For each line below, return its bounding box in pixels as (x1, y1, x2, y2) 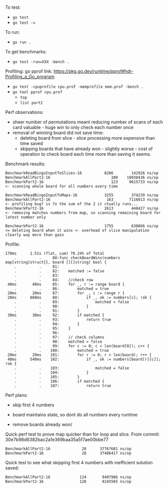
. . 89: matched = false (14, 299, 129, 304)
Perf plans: (5, 392, 28, 398)
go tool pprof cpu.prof (12, 90, 63, 95)
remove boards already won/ (12, 421, 72, 427)
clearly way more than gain (5, 232, 64, 237)
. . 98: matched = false (14, 339, 102, 344)
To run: (5, 29, 20, 35)
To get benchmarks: (5, 49, 47, 54)
